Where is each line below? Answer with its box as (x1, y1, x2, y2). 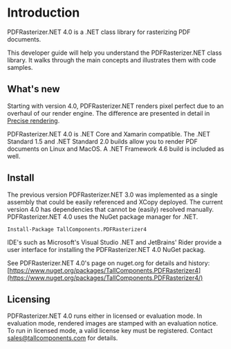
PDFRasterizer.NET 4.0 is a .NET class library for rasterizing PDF (7, 28, 191, 36)
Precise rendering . (7, 116, 60, 125)
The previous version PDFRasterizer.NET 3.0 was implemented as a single (7, 190, 218, 199)
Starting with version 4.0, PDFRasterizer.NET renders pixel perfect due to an (7, 102, 224, 110)
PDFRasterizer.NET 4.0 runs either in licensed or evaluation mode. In (7, 312, 203, 320)
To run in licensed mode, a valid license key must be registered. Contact (7, 327, 213, 335)
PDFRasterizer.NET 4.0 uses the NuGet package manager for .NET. (7, 213, 198, 221)
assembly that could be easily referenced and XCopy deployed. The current (7, 197, 223, 206)
